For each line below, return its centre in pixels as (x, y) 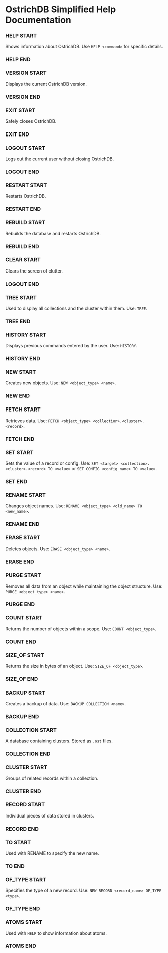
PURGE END (20, 604)
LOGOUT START (25, 148)
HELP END (18, 60)
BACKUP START (25, 693)
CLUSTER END (23, 791)
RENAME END (22, 524)
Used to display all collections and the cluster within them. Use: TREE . (76, 308)
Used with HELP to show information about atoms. (56, 933)
